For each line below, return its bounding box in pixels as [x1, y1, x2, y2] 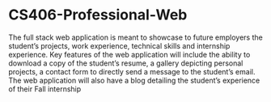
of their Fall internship [8, 83, 82, 94]
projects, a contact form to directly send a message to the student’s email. [8, 66, 256, 76]
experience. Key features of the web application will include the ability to [8, 49, 251, 59]
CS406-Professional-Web [8, 6, 188, 24]
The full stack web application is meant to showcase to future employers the [8, 32, 263, 42]
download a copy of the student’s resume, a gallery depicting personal [8, 58, 243, 68]
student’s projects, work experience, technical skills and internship [8, 40, 231, 50]
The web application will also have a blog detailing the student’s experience [8, 75, 260, 85]
